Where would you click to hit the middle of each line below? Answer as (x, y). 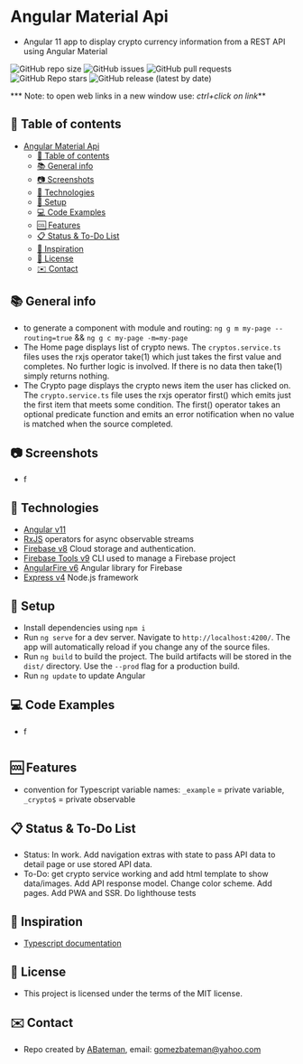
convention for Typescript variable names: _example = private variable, (154, 789)
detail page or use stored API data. (87, 864)
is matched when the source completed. (98, 424)
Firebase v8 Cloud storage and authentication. (110, 549)
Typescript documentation (72, 943)
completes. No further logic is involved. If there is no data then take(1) (153, 366)
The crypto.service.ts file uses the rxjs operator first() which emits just (157, 395)
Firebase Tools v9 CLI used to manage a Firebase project (129, 558)
